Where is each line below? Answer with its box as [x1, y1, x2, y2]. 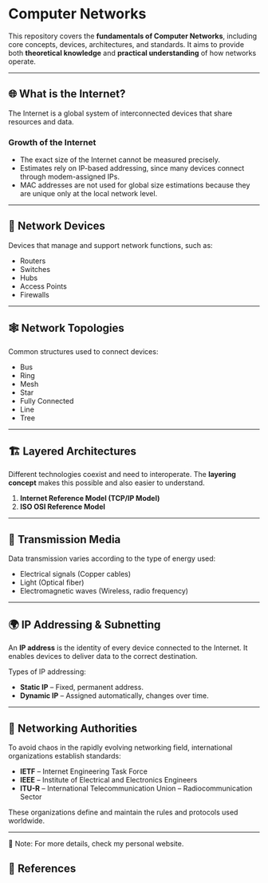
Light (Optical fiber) [19, 577, 85, 587]
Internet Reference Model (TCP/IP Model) [19, 494, 160, 503]
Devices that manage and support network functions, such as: [8, 240, 213, 250]
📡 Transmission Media [8, 532, 121, 546]
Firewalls [19, 290, 49, 299]
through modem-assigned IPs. [19, 172, 120, 182]
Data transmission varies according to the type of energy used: [8, 554, 216, 563]
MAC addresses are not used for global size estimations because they [19, 180, 250, 190]
